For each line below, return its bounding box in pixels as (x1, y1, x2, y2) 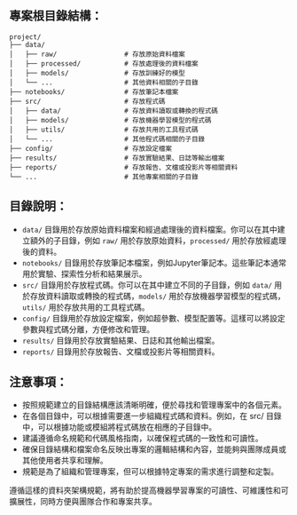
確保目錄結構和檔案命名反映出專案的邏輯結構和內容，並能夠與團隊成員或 (21, 444, 286, 455)
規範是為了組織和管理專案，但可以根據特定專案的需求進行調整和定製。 (21, 466, 279, 477)
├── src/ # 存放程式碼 (9, 97, 166, 106)
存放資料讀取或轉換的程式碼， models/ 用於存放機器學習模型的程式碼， (29, 290, 285, 301)
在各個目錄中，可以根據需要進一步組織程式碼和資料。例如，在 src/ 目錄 (21, 411, 282, 422)
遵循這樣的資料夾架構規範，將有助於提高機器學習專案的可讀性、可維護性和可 (9, 485, 289, 495)
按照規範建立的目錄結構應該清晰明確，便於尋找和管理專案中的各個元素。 (21, 400, 286, 410)
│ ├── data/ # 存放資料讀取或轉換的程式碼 (9, 106, 219, 115)
